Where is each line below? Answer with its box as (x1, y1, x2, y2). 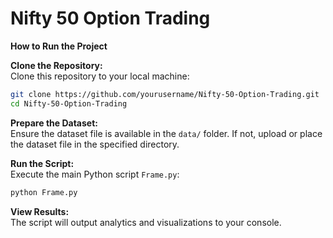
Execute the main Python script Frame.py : (10, 168, 180, 180)
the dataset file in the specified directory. (10, 138, 180, 150)
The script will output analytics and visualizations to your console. (10, 216, 282, 228)
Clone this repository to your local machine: (10, 70, 190, 82)
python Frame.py (10, 187, 78, 197)
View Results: (10, 205, 70, 217)
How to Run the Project (10, 40, 108, 52)
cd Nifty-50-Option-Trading (10, 98, 128, 109)
